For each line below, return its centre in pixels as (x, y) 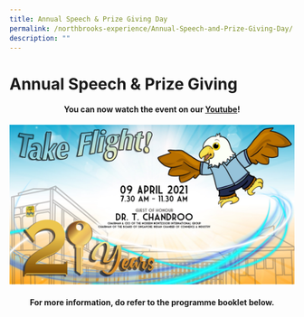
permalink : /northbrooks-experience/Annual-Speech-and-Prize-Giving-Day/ (152, 28)
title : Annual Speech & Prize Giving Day (89, 19)
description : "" (40, 38)
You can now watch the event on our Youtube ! (152, 109)
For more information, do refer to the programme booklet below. (152, 302)
